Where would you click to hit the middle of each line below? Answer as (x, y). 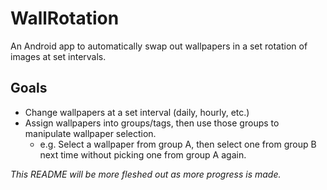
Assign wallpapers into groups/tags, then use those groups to (152, 123)
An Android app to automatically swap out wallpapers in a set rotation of (159, 46)
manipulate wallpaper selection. (90, 133)
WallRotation (65, 18)
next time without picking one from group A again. (143, 154)
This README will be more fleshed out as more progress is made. (146, 174)
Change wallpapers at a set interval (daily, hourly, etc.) (137, 112)
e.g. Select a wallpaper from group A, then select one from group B (178, 144)
